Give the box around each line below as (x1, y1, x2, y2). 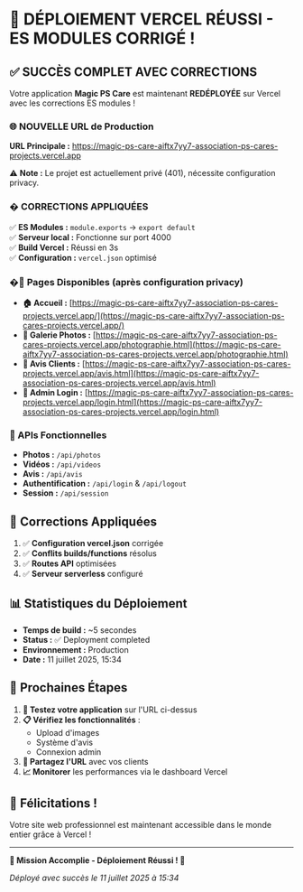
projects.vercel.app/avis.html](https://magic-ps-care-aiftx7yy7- (22, 367, 260, 378)
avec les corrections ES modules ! (9, 98, 136, 108)
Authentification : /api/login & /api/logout (22, 479, 188, 489)
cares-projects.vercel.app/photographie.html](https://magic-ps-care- (22, 339, 281, 349)
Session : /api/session (22, 488, 109, 498)
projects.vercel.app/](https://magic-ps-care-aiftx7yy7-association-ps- (22, 310, 285, 321)
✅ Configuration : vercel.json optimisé (9, 252, 158, 263)
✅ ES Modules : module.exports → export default (9, 221, 196, 232)
